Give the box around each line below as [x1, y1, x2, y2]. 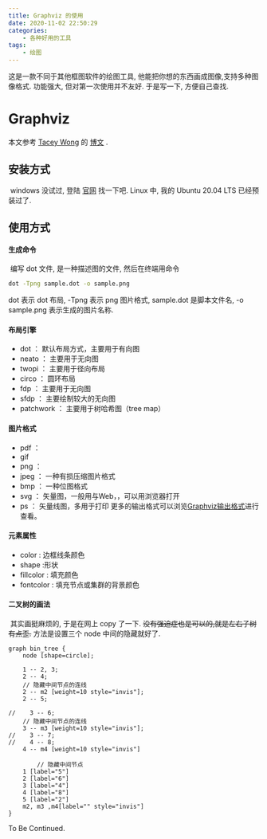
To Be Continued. [8, 824, 65, 833]
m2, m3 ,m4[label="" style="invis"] [22, 802, 145, 811]
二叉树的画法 [8, 599, 50, 610]
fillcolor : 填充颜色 [19, 570, 79, 579]
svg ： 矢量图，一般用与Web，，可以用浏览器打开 [19, 491, 181, 500]
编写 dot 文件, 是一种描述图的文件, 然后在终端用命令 [10, 264, 180, 273]
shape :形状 [19, 559, 59, 570]
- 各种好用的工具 [22, 33, 72, 42]
